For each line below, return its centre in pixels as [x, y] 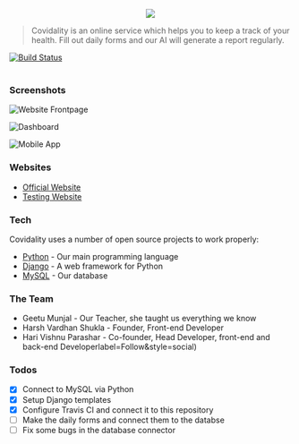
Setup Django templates [67, 399]
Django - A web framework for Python [93, 266]
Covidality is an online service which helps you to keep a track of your [160, 30]
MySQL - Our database [65, 275]
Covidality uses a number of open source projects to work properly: [134, 239]
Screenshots [38, 90]
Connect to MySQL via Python [78, 389]
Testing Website [52, 196]
